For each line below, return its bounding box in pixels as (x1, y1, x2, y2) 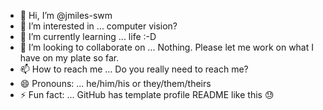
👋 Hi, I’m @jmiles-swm (19, 10, 113, 21)
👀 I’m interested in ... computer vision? (19, 20, 178, 32)
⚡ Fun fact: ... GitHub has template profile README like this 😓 (19, 89, 275, 100)
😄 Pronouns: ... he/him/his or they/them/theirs (19, 78, 212, 89)
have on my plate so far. (19, 52, 120, 64)
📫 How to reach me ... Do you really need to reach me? (19, 63, 249, 75)
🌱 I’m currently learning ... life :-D (19, 31, 157, 42)
